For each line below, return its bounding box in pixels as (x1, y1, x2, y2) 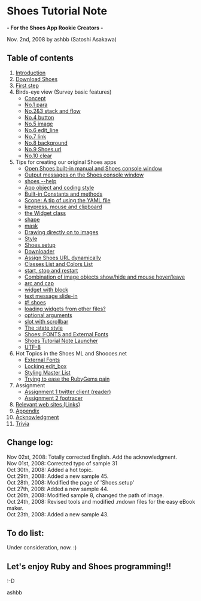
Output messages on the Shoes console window (24, 171, 144, 178)
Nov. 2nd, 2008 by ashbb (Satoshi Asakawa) (7, 35, 117, 43)
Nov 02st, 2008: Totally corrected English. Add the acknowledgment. (7, 453, 178, 461)
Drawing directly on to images (24, 228, 99, 235)
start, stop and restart (24, 267, 78, 274)
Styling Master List (24, 369, 71, 376)
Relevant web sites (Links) (15, 400, 80, 408)
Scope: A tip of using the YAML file (24, 196, 111, 204)
